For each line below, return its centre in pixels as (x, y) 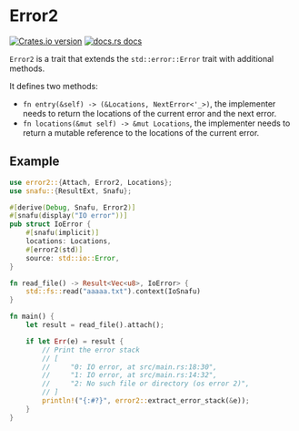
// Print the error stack (91, 350)
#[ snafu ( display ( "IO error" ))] (69, 216)
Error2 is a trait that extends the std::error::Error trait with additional (142, 58)
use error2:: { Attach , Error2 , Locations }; (91, 182)
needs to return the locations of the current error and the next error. (149, 113)
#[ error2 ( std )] (55, 250)
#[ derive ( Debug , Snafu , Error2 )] (73, 207)
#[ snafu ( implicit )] (63, 233)
